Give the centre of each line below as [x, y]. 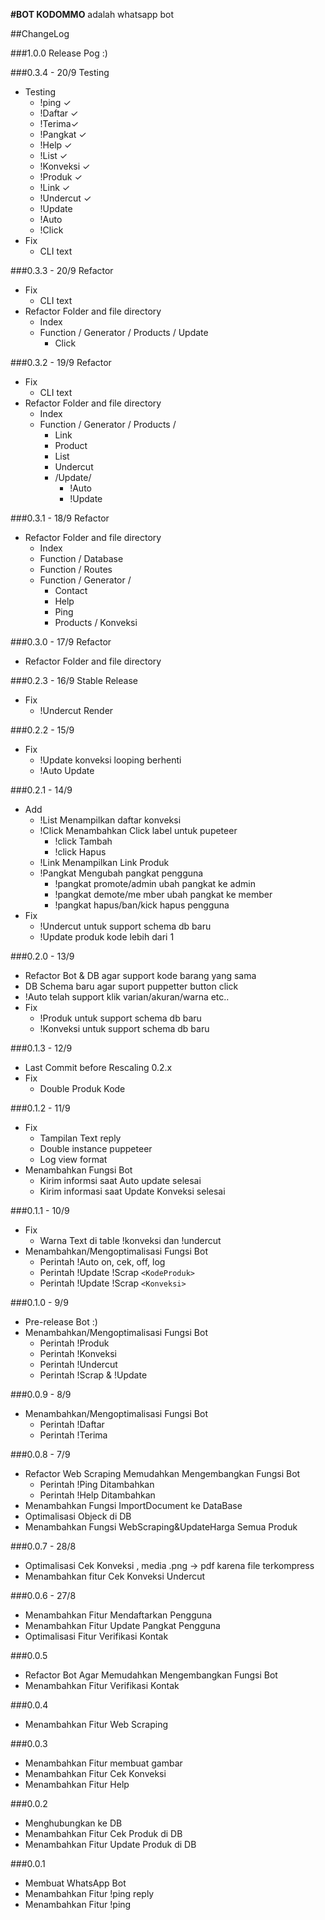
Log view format [73, 1159]
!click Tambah [83, 841]
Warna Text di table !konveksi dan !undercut [130, 1240]
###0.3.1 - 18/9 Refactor [60, 518]
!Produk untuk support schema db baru [120, 1018]
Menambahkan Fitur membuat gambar [103, 1763]
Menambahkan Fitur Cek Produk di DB [103, 1833]
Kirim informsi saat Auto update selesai [120, 1180]
